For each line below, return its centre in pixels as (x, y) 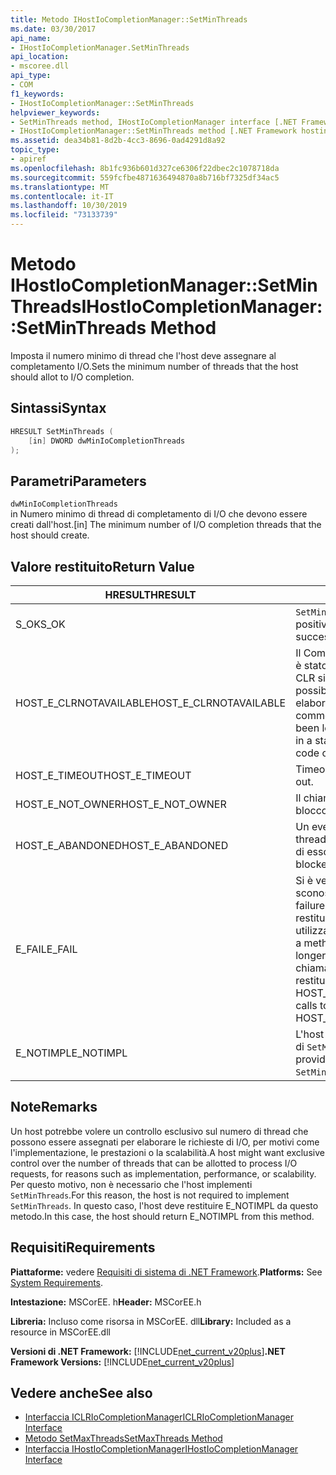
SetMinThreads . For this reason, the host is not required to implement (150, 1195)
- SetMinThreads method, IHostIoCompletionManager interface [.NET (154, 122)
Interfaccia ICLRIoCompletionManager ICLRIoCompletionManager (159, 1417)
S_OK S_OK (40, 624)
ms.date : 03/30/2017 (53, 29)
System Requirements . (57, 1282)
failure (310, 905)
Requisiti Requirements (83, 1247)
